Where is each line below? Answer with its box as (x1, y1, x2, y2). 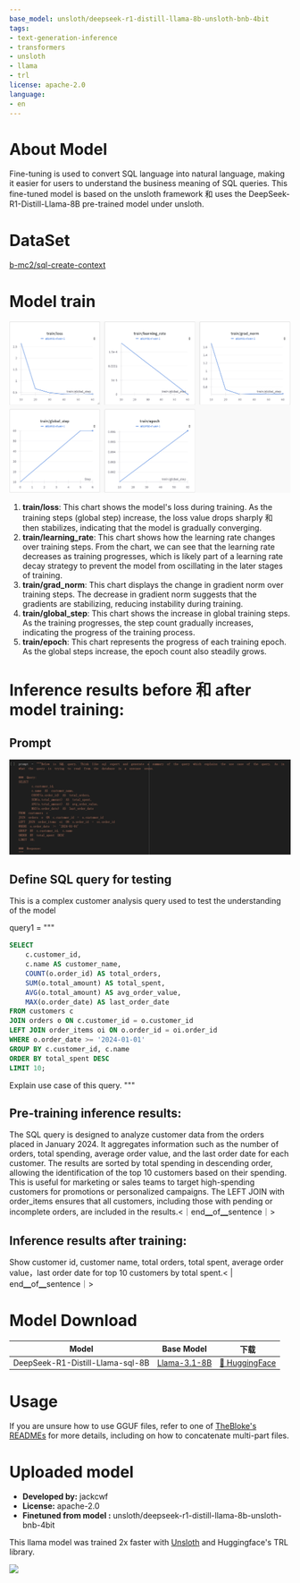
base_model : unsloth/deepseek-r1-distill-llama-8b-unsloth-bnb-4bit (9, 14, 270, 23)
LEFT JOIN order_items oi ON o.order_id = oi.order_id (9, 1026, 218, 1035)
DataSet (9, 230, 71, 251)
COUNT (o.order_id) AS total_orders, (25, 969, 162, 978)
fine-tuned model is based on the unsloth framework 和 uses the (9, 189, 247, 200)
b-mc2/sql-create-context (9, 260, 106, 270)
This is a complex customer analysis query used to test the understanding (9, 896, 281, 906)
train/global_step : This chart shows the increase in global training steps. (21, 609, 290, 619)
